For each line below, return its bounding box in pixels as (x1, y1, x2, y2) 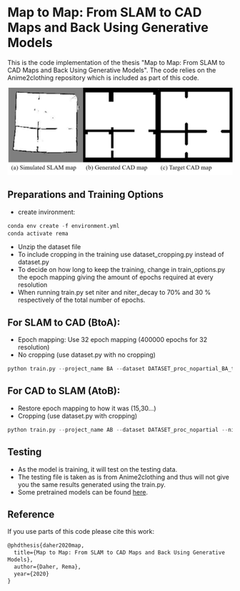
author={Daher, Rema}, (14, 563, 81, 571)
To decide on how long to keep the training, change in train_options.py (17, 266, 226, 274)
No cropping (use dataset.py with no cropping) (17, 350, 156, 359)
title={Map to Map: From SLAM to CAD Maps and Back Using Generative (14, 549, 225, 557)
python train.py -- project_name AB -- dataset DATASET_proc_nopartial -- (7, 426, 229, 433)
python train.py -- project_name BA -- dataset (7, 365, 145, 373)
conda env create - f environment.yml (7, 222, 120, 229)
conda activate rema (7, 230, 69, 237)
